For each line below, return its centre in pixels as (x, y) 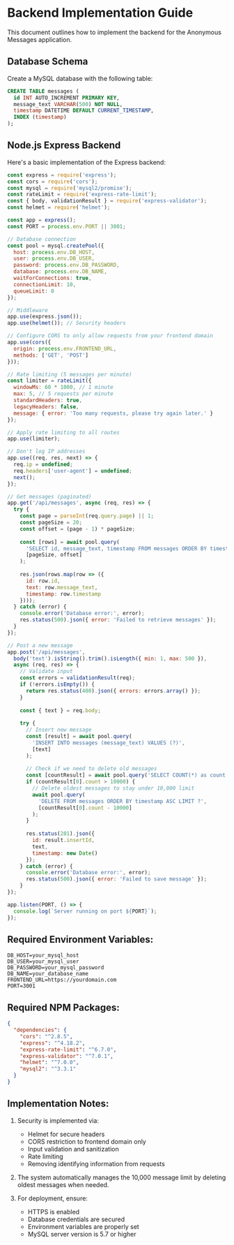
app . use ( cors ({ (29, 342)
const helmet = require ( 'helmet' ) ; (59, 207)
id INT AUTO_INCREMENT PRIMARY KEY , (67, 98)
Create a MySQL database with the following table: (80, 78)
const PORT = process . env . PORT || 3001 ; (67, 226)
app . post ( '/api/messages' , (46, 652)
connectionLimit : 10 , (45, 284)
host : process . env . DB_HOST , (54, 252)
